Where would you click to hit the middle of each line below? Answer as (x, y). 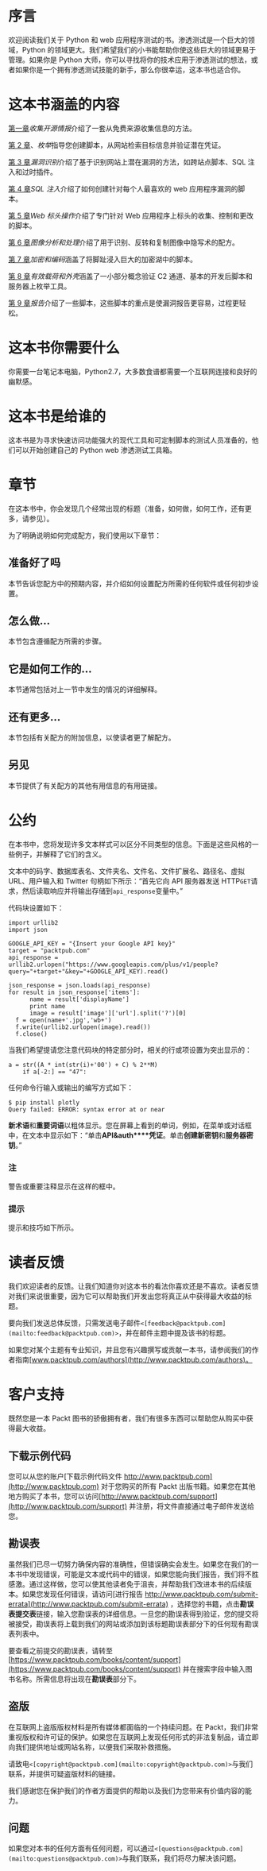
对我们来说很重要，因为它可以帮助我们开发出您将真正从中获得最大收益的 (126, 1297)
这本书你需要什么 (64, 348)
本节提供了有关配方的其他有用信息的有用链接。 (85, 785)
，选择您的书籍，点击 (205, 1604)
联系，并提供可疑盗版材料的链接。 (64, 1773)
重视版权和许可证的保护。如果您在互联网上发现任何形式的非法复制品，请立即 (133, 1737)
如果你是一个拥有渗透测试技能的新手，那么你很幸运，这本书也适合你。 (130, 69)
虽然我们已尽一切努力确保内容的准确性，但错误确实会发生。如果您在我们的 (130, 1564)
